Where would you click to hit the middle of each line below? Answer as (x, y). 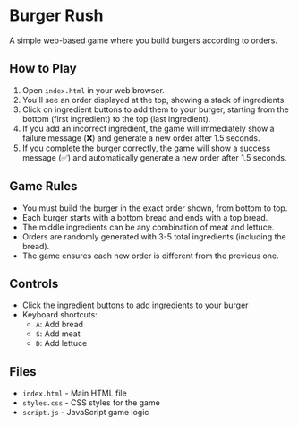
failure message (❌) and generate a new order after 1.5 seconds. (141, 138)
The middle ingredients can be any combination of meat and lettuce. (148, 227)
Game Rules (43, 186)
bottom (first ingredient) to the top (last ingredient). (116, 118)
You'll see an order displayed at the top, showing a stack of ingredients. (154, 100)
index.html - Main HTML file (74, 393)
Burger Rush (57, 16)
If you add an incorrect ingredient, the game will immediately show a (148, 128)
